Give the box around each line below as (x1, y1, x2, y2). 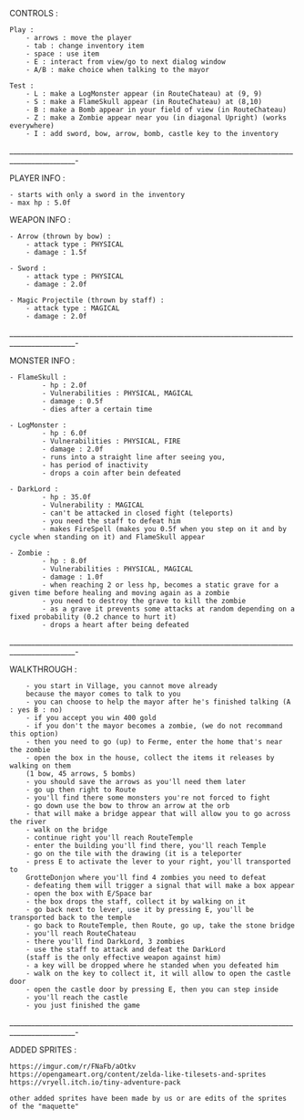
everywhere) (9, 121, 55, 131)
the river (9, 817, 47, 826)
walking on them (9, 761, 71, 770)
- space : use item (25, 49, 100, 58)
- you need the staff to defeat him (42, 517, 181, 526)
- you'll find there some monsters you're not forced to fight (25, 793, 271, 802)
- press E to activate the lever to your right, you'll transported (25, 857, 291, 866)
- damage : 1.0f (42, 572, 104, 581)
